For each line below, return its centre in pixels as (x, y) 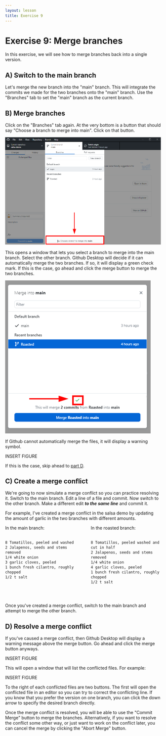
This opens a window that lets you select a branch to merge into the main (80, 252)
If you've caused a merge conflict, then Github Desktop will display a (75, 639)
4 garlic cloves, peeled (116, 567)
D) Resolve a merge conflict (49, 626)
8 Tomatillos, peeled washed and (125, 543)
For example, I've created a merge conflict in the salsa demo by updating (80, 513)
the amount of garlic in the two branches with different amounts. (71, 518)
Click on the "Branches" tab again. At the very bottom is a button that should (83, 125)
